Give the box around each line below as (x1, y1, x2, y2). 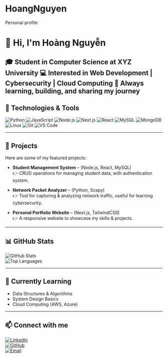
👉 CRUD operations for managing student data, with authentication (12, 170, 152, 176)
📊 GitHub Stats (5, 237, 54, 245)
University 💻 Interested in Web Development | (5, 69, 152, 77)
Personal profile (5, 20, 38, 26)
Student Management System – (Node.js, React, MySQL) (12, 165, 131, 171)
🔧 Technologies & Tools (5, 104, 79, 112)
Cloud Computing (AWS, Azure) (12, 301, 78, 307)
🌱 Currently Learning (5, 277, 71, 286)
